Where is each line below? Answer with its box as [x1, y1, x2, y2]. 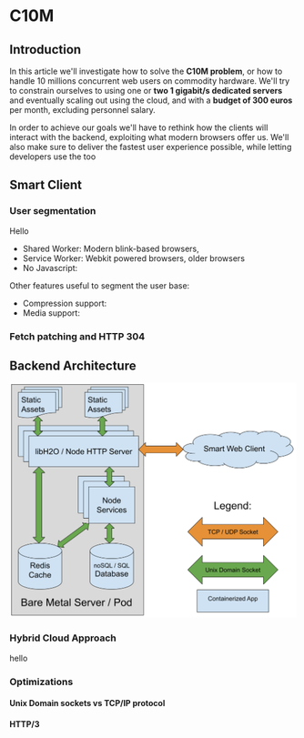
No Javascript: [22, 262, 78, 273]
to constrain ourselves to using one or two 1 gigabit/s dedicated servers [9, 86, 283, 96]
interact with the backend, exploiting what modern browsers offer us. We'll [9, 132, 289, 142]
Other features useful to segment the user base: [9, 279, 190, 291]
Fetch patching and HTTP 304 [9, 329, 146, 342]
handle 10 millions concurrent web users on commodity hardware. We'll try [9, 76, 290, 86]
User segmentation [9, 205, 96, 217]
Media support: [22, 307, 80, 318]
